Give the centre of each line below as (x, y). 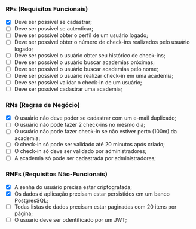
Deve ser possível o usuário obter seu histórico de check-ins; (90, 55)
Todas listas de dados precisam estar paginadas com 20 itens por (95, 207)
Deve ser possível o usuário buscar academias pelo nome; (86, 69)
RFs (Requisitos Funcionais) (47, 9)
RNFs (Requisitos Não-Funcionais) (57, 174)
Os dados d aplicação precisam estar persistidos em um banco (92, 194)
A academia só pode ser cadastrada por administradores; (85, 158)
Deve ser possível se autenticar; (54, 29)
